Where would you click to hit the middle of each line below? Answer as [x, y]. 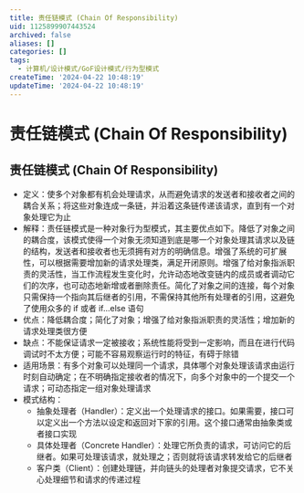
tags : [20, 60]
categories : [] [38, 52]
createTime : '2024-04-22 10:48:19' [77, 78]
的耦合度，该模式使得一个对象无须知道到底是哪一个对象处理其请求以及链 [158, 239]
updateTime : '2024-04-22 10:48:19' [77, 86]
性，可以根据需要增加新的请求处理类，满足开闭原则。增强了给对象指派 [155, 262]
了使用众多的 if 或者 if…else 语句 [83, 308]
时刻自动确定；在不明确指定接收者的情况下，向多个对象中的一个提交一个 [158, 376]
